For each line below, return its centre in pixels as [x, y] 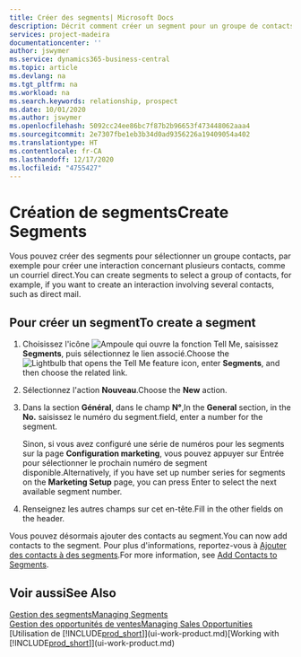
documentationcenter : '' [56, 43]
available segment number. [72, 492]
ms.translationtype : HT [54, 143]
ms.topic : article [43, 68]
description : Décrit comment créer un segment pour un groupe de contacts [152, 26]
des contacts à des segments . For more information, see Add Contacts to [143, 555]
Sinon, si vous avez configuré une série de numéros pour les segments [153, 444]
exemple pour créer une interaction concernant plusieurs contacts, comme [147, 266]
